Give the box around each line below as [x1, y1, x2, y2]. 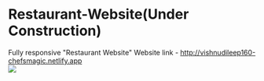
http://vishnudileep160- [180, 48, 256, 57]
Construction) [8, 22, 102, 40]
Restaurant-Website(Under [8, 5, 189, 23]
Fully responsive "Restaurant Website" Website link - [8, 48, 179, 57]
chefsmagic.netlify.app [8, 56, 82, 65]
